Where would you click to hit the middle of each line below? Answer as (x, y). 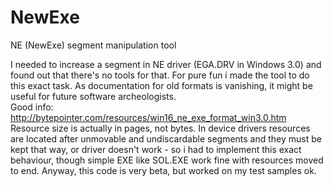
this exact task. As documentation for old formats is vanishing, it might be (161, 85)
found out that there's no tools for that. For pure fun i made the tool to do (160, 75)
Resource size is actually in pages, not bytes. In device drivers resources (160, 128)
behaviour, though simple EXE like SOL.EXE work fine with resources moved (167, 160)
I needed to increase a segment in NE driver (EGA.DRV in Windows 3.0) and (166, 64)
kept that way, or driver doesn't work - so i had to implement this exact (156, 149)
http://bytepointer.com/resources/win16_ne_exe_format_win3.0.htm (148, 117)
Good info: (32, 107)
